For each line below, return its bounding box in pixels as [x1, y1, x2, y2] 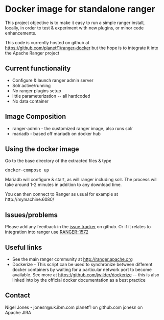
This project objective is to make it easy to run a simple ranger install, [5, 20, 145, 26]
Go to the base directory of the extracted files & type [5, 158, 112, 164]
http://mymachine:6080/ [5, 196, 55, 202]
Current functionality [5, 64, 71, 73]
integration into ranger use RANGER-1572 [5, 229, 89, 235]
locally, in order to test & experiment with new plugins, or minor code [5, 25, 144, 30]
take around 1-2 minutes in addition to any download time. [5, 182, 122, 187]
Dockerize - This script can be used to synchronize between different [12, 262, 153, 267]
